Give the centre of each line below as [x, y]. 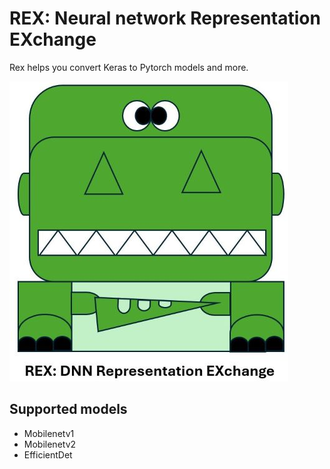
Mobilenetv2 [50, 444]
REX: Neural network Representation [165, 18]
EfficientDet [48, 454]
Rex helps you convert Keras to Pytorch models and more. [129, 67]
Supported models [68, 409]
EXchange [53, 39]
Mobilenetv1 [49, 433]
